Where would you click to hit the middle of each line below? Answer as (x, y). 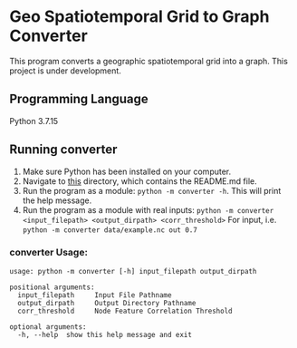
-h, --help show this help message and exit (105, 334)
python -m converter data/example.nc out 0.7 (110, 230)
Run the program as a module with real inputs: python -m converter (148, 209)
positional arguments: (52, 287)
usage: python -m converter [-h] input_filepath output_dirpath (133, 271)
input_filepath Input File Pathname (95, 295)
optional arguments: (48, 327)
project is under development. (66, 71)
